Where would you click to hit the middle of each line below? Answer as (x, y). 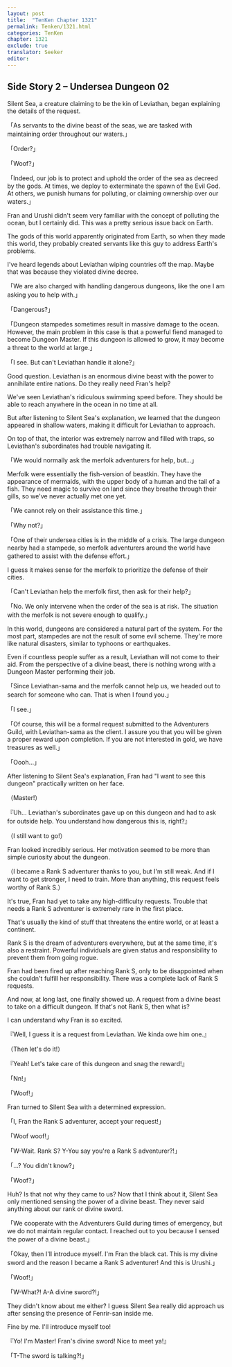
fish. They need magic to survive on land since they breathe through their (112, 489)
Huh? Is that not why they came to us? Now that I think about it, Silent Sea (113, 1194)
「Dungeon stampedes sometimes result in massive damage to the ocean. (113, 324)
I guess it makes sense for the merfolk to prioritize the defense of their (108, 570)
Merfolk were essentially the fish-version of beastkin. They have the (105, 474)
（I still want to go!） (37, 835)
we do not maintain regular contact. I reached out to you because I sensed (113, 1230)
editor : (18, 59)
